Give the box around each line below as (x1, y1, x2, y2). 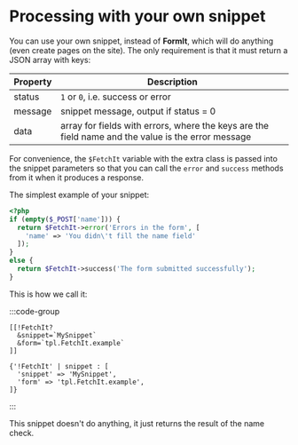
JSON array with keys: (9, 54, 91, 65)
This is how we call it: (9, 289, 88, 299)
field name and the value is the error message (60, 131, 252, 143)
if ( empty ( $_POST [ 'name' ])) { (9, 215, 122, 224)
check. (9, 427, 35, 438)
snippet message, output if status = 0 (60, 105, 216, 117)
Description (147, 75, 198, 88)
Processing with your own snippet (9, 6, 266, 27)
